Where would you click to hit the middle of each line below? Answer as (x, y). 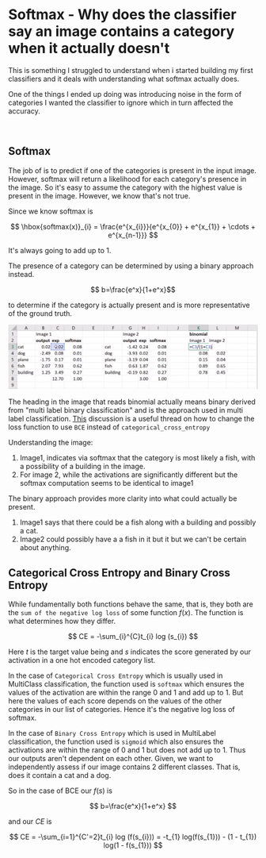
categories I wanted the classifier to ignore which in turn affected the (121, 102)
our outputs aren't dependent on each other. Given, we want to (111, 758)
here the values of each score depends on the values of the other (115, 701)
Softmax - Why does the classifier (122, 15)
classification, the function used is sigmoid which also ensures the (116, 741)
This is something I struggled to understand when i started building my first (131, 70)
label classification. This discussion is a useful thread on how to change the (131, 419)
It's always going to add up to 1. (60, 250)
